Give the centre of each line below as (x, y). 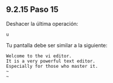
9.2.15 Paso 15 (32, 10)
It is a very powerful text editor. (51, 61)
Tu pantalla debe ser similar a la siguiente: (57, 45)
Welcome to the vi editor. (39, 56)
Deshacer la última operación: (42, 23)
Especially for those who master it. (52, 66)
